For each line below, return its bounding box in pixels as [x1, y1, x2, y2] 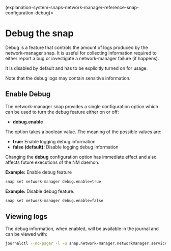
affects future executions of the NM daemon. [5, 159, 100, 165]
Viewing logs [5, 212, 48, 221]
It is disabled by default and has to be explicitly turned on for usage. [5, 65, 148, 71]
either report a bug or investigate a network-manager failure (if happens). [5, 55, 159, 61]
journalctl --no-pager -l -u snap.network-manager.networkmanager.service [5, 241, 167, 246]
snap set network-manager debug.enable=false [5, 198, 103, 203]
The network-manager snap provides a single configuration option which [5, 103, 159, 109]
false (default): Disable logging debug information [12, 144, 119, 150]
